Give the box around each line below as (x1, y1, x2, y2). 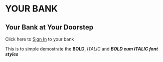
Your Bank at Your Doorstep (5, 23, 94, 31)
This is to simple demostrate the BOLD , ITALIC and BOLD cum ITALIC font (5, 46, 158, 51)
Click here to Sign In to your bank (5, 36, 74, 42)
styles (5, 51, 19, 57)
